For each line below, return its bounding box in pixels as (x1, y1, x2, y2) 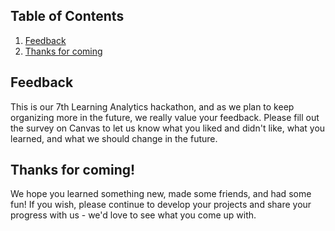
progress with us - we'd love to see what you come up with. (10, 209, 257, 221)
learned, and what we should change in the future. (10, 132, 218, 144)
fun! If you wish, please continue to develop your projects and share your (10, 199, 312, 211)
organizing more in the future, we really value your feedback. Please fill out (10, 111, 320, 123)
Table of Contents (10, 8, 125, 25)
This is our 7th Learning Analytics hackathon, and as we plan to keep (10, 100, 295, 113)
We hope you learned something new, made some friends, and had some (10, 188, 312, 200)
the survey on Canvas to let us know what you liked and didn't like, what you (10, 122, 326, 134)
